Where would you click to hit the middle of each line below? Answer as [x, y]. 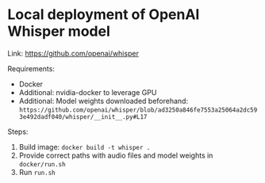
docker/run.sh [42, 164]
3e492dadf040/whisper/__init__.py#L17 [83, 116]
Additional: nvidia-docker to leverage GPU [88, 92]
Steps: [18, 132]
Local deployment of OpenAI [104, 15]
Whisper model [59, 31]
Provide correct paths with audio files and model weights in [116, 155]
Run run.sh [37, 172]
